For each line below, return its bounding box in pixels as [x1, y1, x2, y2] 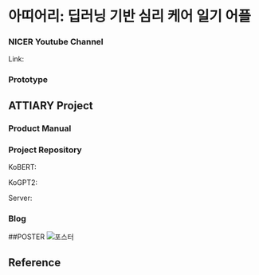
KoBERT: [8, 163, 37, 172]
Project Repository [8, 144, 82, 155]
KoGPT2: [8, 178, 38, 187]
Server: [8, 193, 33, 203]
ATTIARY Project [8, 99, 93, 112]
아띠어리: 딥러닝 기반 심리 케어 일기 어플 [8, 7, 252, 26]
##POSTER [8, 232, 45, 242]
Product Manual [8, 123, 72, 134]
